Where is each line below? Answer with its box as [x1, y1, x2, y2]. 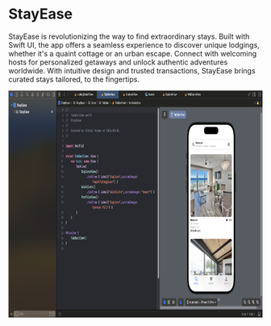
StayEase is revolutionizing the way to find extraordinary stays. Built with [8, 31, 250, 41]
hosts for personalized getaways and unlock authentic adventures [8, 57, 228, 67]
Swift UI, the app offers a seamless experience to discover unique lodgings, [8, 40, 260, 49]
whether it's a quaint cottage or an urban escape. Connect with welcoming [8, 48, 257, 58]
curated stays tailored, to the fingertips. [8, 74, 140, 84]
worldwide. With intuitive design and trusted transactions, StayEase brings [8, 65, 256, 75]
